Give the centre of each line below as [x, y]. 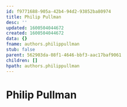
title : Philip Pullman [34, 17]
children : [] [22, 60]
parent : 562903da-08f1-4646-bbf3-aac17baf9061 [64, 55]
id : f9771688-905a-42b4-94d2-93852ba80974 [59, 11]
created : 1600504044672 [35, 33]
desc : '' [17, 22]
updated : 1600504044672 [35, 28]
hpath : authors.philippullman [43, 66]
